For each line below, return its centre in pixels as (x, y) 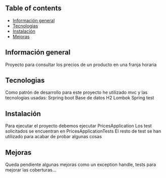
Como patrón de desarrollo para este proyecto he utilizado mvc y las (76, 92)
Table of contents (33, 8)
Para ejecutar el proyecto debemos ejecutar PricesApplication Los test (79, 126)
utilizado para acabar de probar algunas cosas (53, 137)
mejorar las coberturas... (31, 170)
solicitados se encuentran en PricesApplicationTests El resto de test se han (83, 131)
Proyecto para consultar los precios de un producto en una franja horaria (81, 65)
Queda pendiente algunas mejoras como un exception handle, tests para (81, 165)
